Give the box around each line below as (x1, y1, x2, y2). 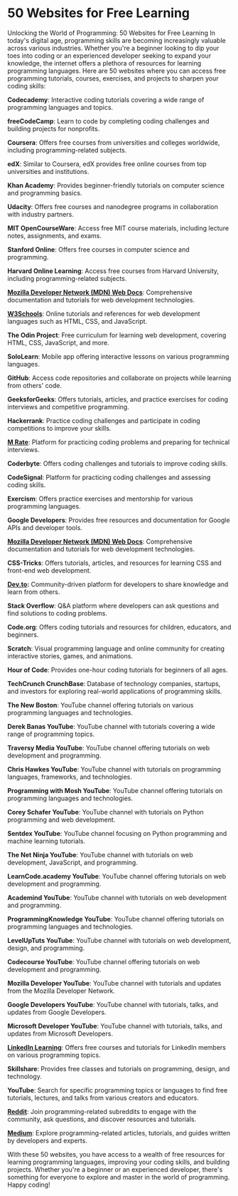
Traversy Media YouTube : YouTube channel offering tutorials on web (7, 743, 210, 752)
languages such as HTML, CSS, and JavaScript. (7, 317, 148, 325)
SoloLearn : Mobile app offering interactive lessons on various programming (7, 352, 229, 361)
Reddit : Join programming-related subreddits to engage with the (7, 1107, 197, 1115)
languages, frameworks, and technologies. (7, 772, 133, 781)
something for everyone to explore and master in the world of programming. (7, 1172, 230, 1181)
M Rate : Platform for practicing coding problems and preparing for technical (7, 437, 230, 446)
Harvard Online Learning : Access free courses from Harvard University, (7, 266, 219, 275)
